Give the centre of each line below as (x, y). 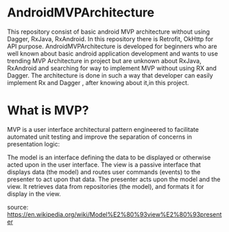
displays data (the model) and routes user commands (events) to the (104, 172)
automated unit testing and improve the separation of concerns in (100, 137)
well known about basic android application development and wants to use (112, 54)
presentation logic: (34, 144)
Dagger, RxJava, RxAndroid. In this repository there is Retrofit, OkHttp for (110, 38)
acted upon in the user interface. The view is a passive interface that (104, 164)
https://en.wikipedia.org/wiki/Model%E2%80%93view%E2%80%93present (114, 214)
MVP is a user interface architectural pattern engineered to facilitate (103, 129)
